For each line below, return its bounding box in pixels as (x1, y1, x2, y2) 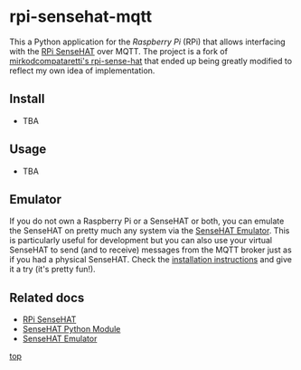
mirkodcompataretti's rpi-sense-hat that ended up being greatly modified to (9, 55, 292, 66)
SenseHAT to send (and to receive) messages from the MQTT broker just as (9, 244, 292, 255)
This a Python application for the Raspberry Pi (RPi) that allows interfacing (9, 36, 287, 47)
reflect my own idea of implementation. (9, 65, 155, 76)
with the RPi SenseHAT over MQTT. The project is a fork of (9, 45, 229, 56)
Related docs (9, 289, 85, 305)
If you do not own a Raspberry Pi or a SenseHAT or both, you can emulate (9, 215, 285, 227)
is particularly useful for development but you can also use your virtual (9, 235, 273, 246)
